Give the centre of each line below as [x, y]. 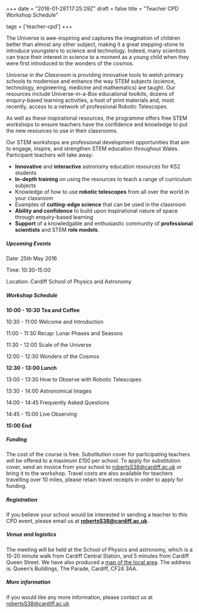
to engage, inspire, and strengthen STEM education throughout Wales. [93, 149]
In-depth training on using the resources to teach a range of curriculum [103, 179]
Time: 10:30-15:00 [28, 270]
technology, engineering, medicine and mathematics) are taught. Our [91, 88]
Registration [22, 499]
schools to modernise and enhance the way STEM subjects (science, [91, 81]
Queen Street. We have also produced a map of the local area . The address [99, 562]
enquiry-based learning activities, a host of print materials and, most [90, 100]
